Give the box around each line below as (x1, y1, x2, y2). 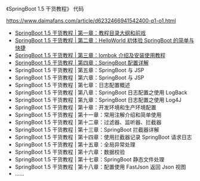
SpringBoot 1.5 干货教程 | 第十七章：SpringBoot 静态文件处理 (14, 156, 165, 163)
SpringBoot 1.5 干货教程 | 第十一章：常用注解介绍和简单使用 (14, 111, 162, 118)
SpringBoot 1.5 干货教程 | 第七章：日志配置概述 (14, 82, 130, 88)
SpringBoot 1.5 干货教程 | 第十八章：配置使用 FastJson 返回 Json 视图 (14, 163, 186, 170)
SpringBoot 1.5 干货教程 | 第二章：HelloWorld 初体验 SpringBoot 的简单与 (14, 37, 195, 43)
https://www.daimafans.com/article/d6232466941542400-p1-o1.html (6, 17, 176, 24)
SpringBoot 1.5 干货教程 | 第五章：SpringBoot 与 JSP (14, 67, 144, 73)
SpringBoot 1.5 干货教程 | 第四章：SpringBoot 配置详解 (14, 59, 149, 66)
